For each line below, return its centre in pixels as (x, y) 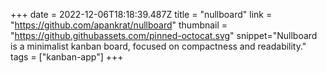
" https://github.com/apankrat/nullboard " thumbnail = (119, 25)
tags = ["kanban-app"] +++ (67, 57)
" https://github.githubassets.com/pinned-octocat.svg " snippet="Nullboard (164, 35)
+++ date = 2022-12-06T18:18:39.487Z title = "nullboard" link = (141, 14)
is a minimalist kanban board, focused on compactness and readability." (158, 46)
